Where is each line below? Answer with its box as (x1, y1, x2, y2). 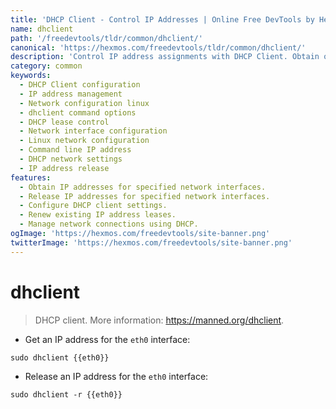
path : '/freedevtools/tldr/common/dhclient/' (10, 33, 203, 43)
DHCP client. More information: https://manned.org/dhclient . (34, 314, 285, 326)
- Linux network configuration (19, 136, 150, 146)
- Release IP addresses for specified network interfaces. (19, 191, 271, 201)
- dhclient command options (19, 107, 137, 118)
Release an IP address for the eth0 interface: (24, 370, 209, 382)
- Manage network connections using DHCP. (19, 219, 199, 230)
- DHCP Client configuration (19, 80, 141, 90)
